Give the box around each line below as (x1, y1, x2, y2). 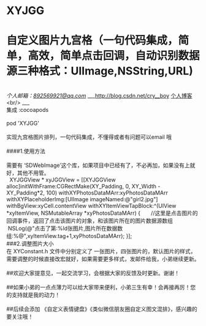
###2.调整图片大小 (6, 240, 54, 248)
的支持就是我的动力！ (6, 291, 60, 298)
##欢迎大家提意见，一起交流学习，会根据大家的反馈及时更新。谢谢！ (6, 270, 180, 277)
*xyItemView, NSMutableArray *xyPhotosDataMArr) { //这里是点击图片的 (6, 209, 198, 217)
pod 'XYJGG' (6, 120, 40, 127)
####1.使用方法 (6, 147, 46, 155)
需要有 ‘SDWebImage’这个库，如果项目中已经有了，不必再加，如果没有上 (6, 161, 190, 169)
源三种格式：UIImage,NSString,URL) (6, 64, 193, 78)
